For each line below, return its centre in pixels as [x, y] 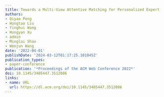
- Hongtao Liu [20, 23]
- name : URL [17, 82]
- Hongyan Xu [18, 32]
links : [12, 78]
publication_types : [25, 60]
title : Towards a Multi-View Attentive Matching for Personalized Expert [82, 10]
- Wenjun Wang [20, 46]
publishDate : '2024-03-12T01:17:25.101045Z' [51, 55]
